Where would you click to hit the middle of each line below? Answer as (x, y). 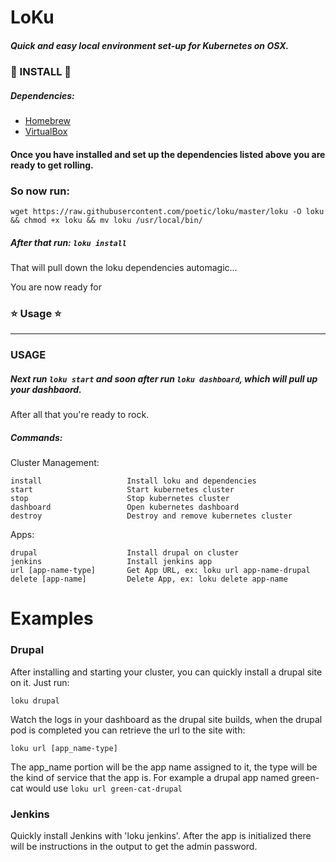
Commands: (36, 437)
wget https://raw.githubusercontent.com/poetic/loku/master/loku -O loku (167, 212)
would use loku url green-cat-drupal (104, 788)
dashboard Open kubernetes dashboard (125, 507)
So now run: (40, 191)
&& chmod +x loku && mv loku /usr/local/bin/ (106, 221)
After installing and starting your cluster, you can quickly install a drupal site (166, 672)
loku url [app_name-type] (64, 748)
